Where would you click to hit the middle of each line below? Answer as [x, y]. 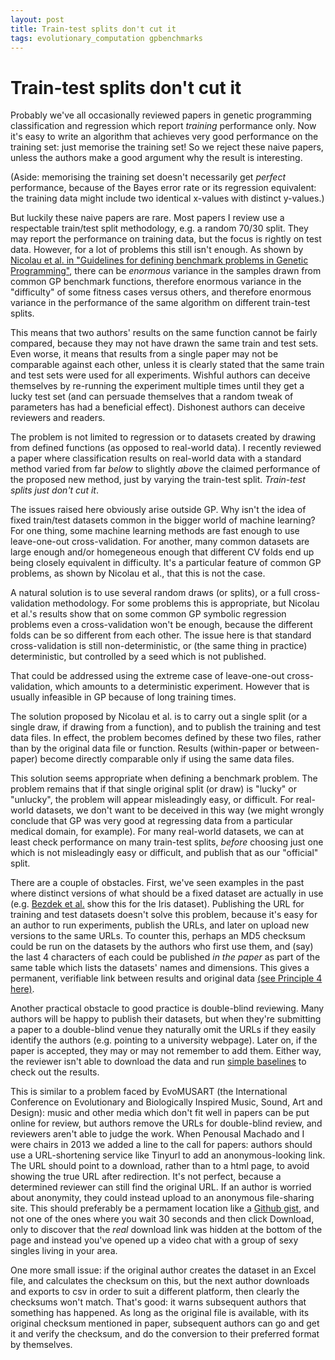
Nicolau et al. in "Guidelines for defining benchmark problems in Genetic [159, 260]
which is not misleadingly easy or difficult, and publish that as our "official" [164, 853]
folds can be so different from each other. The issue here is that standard [161, 635]
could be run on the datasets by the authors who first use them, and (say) [162, 947]
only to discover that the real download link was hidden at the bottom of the [166, 1230]
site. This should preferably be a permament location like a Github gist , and [165, 1208]
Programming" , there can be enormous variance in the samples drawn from [166, 271]
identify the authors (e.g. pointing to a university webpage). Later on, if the [164, 1040]
